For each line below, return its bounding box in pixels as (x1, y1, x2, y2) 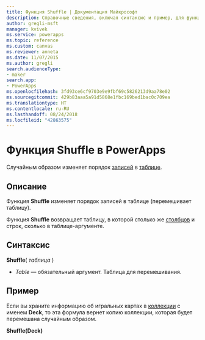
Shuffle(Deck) (6, 327, 43, 334)
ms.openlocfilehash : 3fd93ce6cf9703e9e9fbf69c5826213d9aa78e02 (6, 89, 171, 95)
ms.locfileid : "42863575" (6, 117, 72, 123)
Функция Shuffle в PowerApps (6, 143, 166, 157)
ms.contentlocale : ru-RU (6, 105, 70, 112)
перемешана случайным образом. (6, 315, 97, 322)
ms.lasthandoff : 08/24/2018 (6, 111, 78, 117)
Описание (6, 181, 47, 191)
